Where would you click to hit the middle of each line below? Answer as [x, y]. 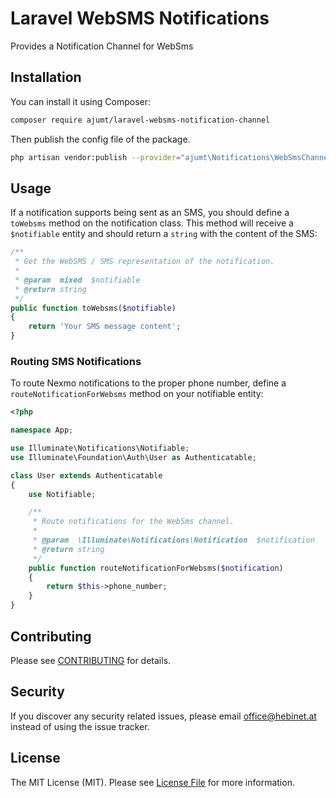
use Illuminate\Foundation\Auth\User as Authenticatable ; [133, 457]
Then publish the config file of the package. [100, 139]
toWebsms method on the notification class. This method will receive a [152, 223]
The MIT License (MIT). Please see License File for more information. [152, 782]
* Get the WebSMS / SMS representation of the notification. [144, 262]
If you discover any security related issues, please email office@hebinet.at [163, 716]
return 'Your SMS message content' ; [105, 327]
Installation [46, 77]
